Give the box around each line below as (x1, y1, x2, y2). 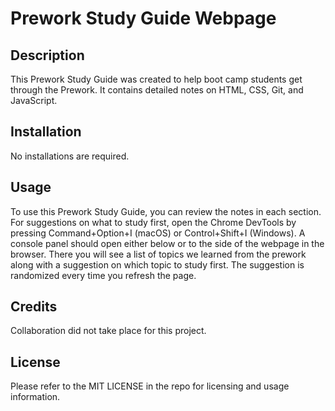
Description (10, 47, 85, 64)
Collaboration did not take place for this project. (10, 325, 207, 337)
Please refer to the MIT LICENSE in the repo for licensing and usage (10, 380, 290, 392)
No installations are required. (10, 150, 130, 162)
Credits (10, 298, 58, 316)
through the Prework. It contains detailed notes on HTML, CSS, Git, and (10, 84, 304, 96)
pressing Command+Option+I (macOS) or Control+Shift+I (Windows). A (10, 227, 306, 239)
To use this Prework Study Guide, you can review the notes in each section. (10, 205, 322, 217)
